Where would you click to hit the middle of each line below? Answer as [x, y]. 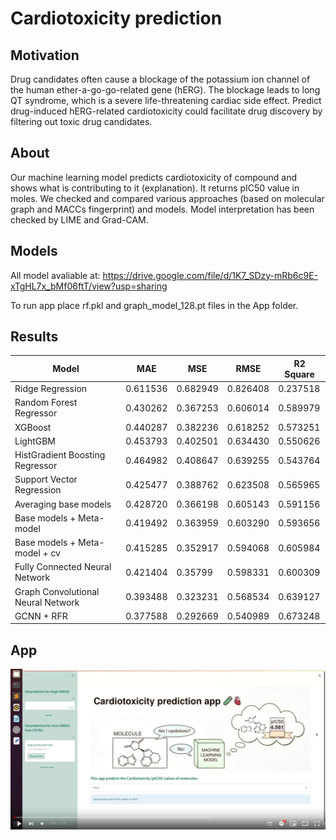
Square [299, 374]
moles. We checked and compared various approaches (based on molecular [167, 198]
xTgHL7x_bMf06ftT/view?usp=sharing [89, 286]
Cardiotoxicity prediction [116, 18]
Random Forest [46, 403]
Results [34, 337]
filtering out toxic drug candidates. [81, 121]
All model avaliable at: [55, 275]
